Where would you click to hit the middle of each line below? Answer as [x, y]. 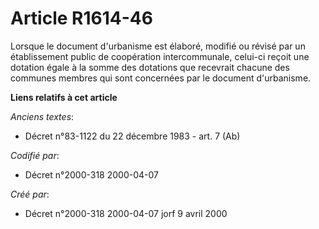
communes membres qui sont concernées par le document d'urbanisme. [161, 78]
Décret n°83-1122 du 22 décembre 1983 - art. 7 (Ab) [132, 136]
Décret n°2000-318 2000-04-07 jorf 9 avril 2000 [126, 213]
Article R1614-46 [81, 18]
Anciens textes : [42, 116]
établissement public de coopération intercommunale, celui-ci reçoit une [160, 56]
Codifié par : [35, 155]
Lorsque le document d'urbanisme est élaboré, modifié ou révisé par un [158, 46]
